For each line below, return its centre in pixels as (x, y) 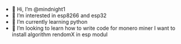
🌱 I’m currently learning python (50, 22)
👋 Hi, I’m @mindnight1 (38, 9)
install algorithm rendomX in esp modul (60, 34)
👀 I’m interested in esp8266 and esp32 (59, 15)
